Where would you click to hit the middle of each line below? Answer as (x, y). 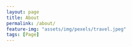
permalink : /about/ (31, 23)
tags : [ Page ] (23, 35)
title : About (23, 18)
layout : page (23, 12)
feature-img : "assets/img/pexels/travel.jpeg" (66, 29)
